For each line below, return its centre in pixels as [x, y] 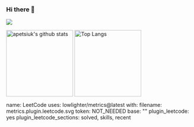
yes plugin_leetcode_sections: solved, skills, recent [69, 118]
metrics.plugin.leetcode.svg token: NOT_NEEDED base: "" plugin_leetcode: [98, 111]
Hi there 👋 [21, 9]
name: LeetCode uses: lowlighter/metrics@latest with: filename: [84, 105]
